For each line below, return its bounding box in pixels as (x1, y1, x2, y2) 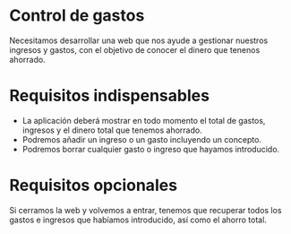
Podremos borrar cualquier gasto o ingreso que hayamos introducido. (21, 143, 280, 154)
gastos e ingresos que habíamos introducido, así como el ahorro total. (9, 214, 267, 225)
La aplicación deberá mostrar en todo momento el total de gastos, (21, 115, 266, 126)
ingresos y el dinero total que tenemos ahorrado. (21, 125, 203, 135)
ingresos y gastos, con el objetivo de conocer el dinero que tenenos (9, 44, 261, 55)
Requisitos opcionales (9, 176, 177, 195)
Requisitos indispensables (9, 86, 210, 106)
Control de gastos (9, 5, 145, 26)
